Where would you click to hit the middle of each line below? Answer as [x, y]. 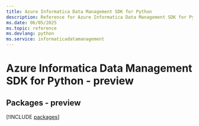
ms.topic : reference [32, 28]
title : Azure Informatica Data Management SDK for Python [79, 12]
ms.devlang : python [30, 34]
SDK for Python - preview [70, 81]
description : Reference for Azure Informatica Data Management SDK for [96, 17]
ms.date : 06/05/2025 [32, 22]
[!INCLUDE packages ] [33, 117]
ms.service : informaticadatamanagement [55, 39]
